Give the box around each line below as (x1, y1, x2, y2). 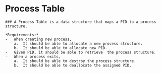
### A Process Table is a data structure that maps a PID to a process (5, 19, 156, 24)
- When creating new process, (5, 37, 72, 42)
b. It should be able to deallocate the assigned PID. (14, 63, 132, 68)
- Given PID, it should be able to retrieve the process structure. (5, 50, 156, 55)
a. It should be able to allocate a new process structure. (14, 41, 143, 46)
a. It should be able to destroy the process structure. (14, 58, 136, 64)
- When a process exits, (5, 54, 61, 59)
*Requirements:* (5, 32, 39, 37)
